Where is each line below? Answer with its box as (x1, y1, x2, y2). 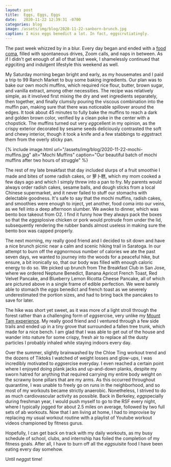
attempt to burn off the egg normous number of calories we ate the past (5, 249, 156, 254)
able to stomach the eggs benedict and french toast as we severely (5, 286, 147, 292)
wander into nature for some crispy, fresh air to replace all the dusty (5, 334, 149, 340)
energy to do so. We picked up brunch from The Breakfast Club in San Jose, (5, 265, 166, 271)
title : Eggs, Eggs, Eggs (5, 12, 60, 17)
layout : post (5, 7, 33, 13)
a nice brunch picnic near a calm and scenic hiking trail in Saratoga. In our (5, 243, 161, 249)
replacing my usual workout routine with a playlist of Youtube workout (5, 414, 152, 421)
